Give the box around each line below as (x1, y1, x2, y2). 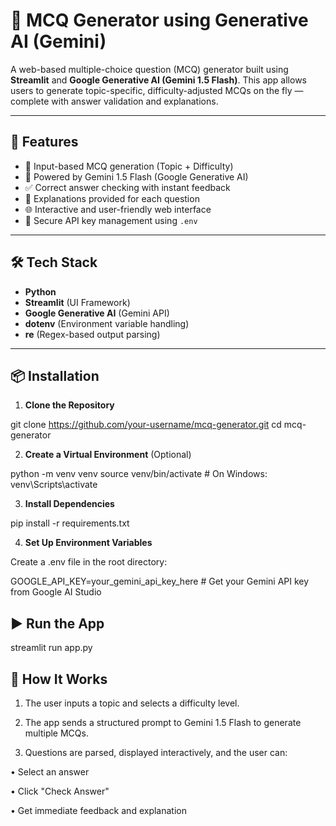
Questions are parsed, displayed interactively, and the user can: (24, 747, 288, 758)
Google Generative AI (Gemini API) (24, 307, 170, 319)
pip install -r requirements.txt (10, 517, 130, 529)
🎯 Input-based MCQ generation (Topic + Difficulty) (24, 160, 234, 172)
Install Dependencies (24, 498, 115, 510)
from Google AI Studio (10, 586, 102, 598)
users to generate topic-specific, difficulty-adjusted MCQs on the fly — (10, 84, 304, 96)
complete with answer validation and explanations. (10, 95, 219, 107)
